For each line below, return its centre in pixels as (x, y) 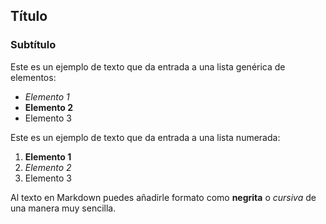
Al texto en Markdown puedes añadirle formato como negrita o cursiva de (163, 197)
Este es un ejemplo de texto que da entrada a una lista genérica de (148, 66)
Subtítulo (33, 45)
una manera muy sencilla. (63, 208)
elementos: (33, 77)
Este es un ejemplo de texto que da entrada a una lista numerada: (145, 137)
